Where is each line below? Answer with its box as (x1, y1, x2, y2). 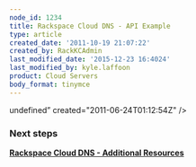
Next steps (9, 127, 58, 139)
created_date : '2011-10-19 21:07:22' (9, 38, 151, 48)
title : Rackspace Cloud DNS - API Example (9, 22, 171, 31)
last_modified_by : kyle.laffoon (9, 64, 130, 73)
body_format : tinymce (9, 80, 91, 89)
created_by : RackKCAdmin (9, 47, 102, 56)
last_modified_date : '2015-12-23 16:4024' (9, 55, 171, 64)
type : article (9, 30, 63, 39)
